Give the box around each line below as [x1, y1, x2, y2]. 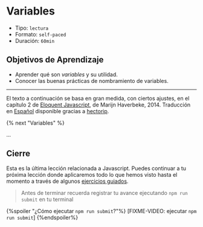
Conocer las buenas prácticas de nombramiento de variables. [14, 77, 169, 84]
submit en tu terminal [21, 196, 74, 203]
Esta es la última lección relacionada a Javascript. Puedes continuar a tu [6, 165, 186, 172]
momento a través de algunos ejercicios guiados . [6, 177, 129, 185]
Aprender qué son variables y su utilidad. [14, 71, 118, 78]
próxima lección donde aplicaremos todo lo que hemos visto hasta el [6, 171, 178, 178]
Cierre [6, 148, 30, 159]
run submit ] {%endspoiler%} [6, 214, 79, 221]
